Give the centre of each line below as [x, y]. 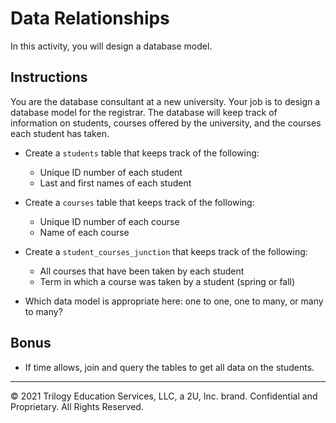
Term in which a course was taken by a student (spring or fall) [167, 281]
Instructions [49, 77]
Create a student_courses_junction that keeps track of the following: [166, 251]
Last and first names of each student [115, 183]
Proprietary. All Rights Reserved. [77, 406]
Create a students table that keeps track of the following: [142, 153]
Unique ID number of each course [109, 221]
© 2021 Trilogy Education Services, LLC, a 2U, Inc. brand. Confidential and [164, 396]
